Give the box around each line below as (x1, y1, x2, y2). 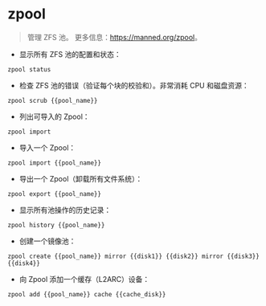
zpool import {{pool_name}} (7, 158, 102, 167)
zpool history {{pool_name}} (7, 221, 105, 229)
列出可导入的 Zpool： (18, 112, 90, 121)
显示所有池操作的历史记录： (18, 205, 112, 214)
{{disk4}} (7, 259, 41, 267)
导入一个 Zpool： (18, 142, 76, 153)
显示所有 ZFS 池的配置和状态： (18, 49, 121, 59)
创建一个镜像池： (18, 236, 76, 246)
